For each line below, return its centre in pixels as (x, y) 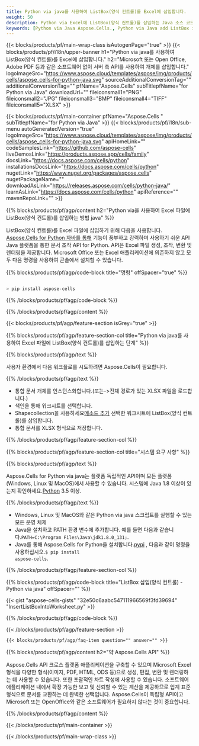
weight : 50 (20, 17)
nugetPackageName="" (35, 179)
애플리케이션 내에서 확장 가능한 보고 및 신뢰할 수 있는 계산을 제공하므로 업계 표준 (99, 687)
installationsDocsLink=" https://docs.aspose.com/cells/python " (83, 167)
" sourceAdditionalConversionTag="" (146, 80)
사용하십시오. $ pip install (47, 552)
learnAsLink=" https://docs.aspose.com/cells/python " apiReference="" (92, 192)
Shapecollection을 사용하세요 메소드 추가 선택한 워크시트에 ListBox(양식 (98, 413)
